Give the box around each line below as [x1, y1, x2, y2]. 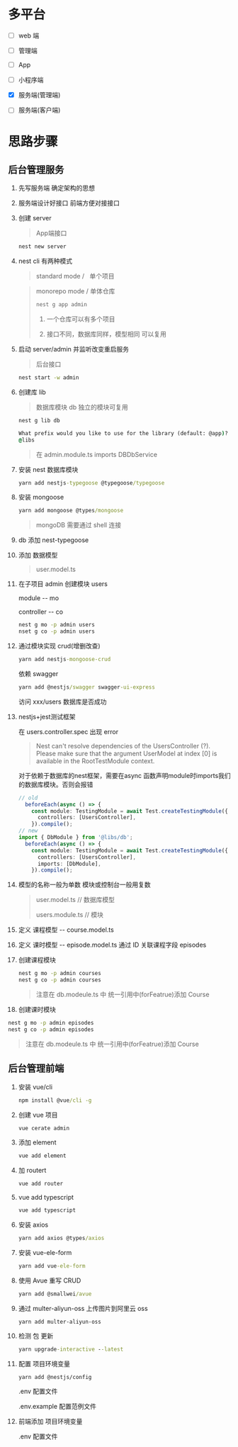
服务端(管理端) [18, 91, 61, 99]
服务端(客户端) [18, 106, 61, 114]
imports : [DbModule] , [37, 860, 101, 867]
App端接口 [35, 229, 67, 237]
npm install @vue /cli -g [18, 1096, 92, 1104]
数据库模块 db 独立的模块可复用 [35, 402, 128, 411]
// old [18, 794, 38, 801]
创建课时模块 [18, 1006, 56, 1014]
